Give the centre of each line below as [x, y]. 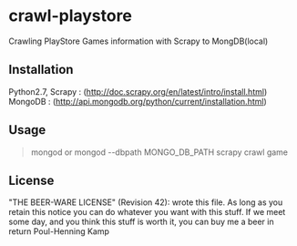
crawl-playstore [71, 16]
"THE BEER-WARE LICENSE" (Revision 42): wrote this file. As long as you [146, 202]
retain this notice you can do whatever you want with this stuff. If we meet [147, 212]
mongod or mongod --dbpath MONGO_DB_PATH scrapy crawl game [159, 152]
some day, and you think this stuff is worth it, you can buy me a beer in [141, 222]
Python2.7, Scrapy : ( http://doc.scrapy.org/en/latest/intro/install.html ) [138, 91]
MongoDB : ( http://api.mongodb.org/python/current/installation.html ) [138, 101]
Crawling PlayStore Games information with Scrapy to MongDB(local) [138, 41]
